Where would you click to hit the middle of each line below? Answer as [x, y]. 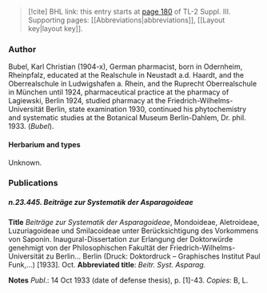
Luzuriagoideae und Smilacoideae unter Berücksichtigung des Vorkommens [133, 231]
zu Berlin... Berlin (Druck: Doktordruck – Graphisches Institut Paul [153, 256]
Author [22, 49]
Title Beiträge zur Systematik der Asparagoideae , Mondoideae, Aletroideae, [134, 223]
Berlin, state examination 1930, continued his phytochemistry [146, 109]
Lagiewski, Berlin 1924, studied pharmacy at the [87, 101]
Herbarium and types [45, 144]
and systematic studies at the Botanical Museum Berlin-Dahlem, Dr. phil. [127, 118]
